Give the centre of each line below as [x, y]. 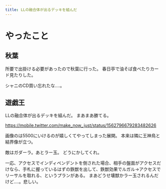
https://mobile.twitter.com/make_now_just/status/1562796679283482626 [81, 125]
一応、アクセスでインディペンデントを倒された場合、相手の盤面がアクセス [81, 163]
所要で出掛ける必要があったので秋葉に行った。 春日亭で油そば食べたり [78, 69]
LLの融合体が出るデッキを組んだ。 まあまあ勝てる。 [58, 115]
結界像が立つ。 [20, 142]
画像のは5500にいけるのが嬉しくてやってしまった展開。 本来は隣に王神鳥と [83, 136]
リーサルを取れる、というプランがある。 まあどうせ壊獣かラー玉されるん [80, 176]
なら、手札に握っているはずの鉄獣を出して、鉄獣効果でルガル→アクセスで [85, 169]
